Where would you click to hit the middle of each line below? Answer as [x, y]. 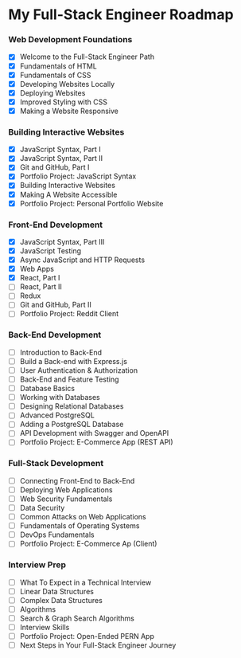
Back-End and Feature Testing [69, 379]
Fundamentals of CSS [55, 75]
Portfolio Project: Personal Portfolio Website [91, 203]
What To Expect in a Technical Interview [86, 582]
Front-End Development [56, 225]
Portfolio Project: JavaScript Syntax [78, 176]
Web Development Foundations [70, 40]
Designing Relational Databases [72, 406]
